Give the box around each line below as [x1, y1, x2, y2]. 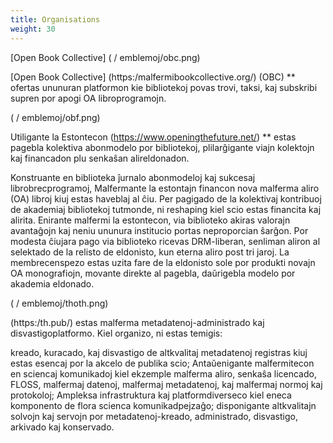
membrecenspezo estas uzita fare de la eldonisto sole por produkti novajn [10, 256, 316, 268]
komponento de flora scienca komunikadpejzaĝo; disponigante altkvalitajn [10, 399, 317, 411]
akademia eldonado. [10, 277, 95, 290]
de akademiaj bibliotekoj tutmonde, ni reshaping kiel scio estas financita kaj [10, 203, 322, 215]
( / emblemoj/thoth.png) [10, 297, 109, 309]
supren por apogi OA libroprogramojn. [10, 92, 167, 104]
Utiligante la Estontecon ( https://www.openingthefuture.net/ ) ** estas [10, 131, 297, 143]
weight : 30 [10, 24, 56, 34]
